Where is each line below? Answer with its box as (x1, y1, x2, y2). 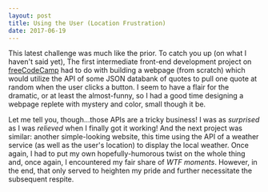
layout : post (8, 11, 52, 20)
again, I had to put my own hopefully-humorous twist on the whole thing (8, 149, 246, 158)
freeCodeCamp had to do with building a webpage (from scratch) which (8, 66, 246, 75)
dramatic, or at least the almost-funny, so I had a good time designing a (8, 91, 244, 101)
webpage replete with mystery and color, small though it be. (8, 99, 206, 109)
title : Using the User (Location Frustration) (8, 19, 166, 27)
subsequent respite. (8, 174, 74, 184)
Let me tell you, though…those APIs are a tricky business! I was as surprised (8, 115, 260, 125)
